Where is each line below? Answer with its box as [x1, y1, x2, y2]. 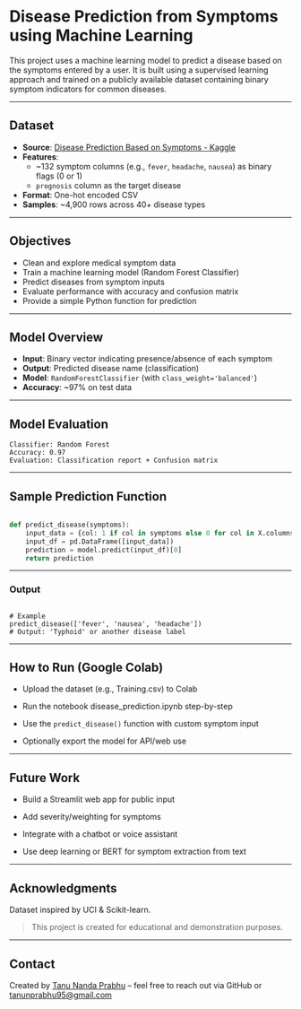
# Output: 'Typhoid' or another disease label [9, 627, 186, 636]
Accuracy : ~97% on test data [21, 382, 133, 393]
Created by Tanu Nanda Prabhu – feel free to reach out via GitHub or [9, 979, 262, 990]
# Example [9, 612, 47, 621]
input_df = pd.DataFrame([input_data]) [25, 536, 175, 546]
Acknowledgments [9, 881, 118, 896]
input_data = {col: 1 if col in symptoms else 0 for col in [25, 528, 254, 537]
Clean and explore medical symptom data [21, 257, 176, 268]
